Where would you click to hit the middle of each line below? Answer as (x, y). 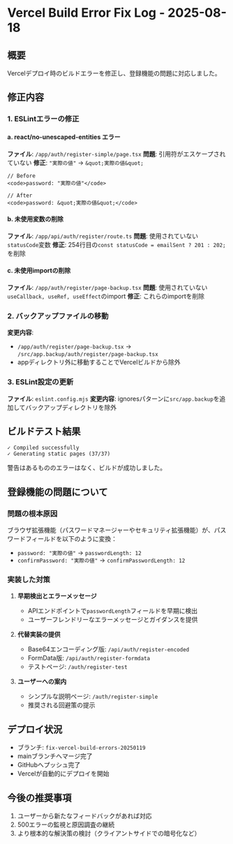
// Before (22, 176)
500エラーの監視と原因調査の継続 (66, 824)
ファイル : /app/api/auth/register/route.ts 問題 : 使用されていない (103, 236)
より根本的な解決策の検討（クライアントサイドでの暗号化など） (109, 833)
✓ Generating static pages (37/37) (59, 454)
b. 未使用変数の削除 (36, 219)
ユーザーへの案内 (42, 681)
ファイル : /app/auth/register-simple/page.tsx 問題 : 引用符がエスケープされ (116, 154)
